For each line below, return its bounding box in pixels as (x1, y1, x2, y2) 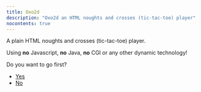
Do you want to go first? (6, 61, 67, 68)
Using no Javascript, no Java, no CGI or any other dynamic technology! (6, 49, 188, 56)
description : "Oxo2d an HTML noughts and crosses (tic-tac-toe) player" (6, 15, 196, 21)
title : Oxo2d (6, 9, 40, 15)
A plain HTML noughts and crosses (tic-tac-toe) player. (6, 37, 146, 45)
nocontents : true (6, 20, 51, 26)
